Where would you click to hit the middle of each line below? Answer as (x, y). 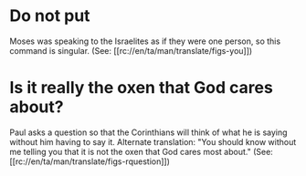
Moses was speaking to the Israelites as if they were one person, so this (145, 41)
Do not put (50, 16)
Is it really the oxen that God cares (142, 88)
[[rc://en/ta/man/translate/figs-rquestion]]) (90, 161)
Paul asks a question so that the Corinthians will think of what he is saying (148, 132)
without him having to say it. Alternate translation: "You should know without (153, 141)
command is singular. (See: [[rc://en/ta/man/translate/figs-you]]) (131, 50)
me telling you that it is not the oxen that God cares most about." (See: (142, 151)
